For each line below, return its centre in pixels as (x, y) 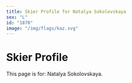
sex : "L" (17, 17)
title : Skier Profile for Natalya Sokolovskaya (66, 12)
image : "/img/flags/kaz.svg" (42, 28)
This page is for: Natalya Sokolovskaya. (54, 74)
